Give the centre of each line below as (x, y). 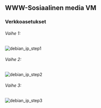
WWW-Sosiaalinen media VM (51, 8)
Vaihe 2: (13, 60)
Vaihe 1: (13, 33)
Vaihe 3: (13, 85)
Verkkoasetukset (26, 22)
